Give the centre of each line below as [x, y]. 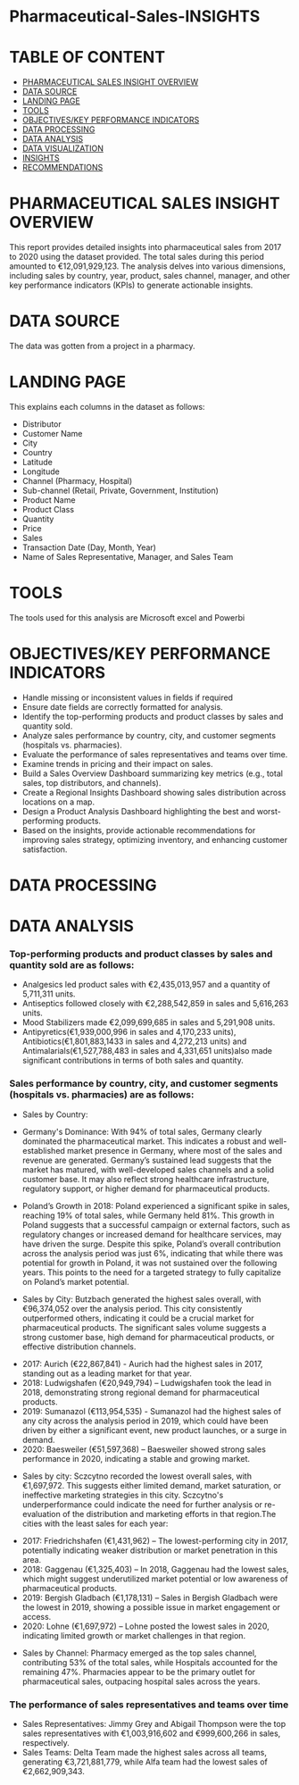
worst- [269, 811]
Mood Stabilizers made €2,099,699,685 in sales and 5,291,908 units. [149, 1022]
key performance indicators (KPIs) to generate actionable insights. [131, 285]
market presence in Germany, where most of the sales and [174, 1150]
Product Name [49, 500]
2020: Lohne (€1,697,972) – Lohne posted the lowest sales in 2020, [145, 1626]
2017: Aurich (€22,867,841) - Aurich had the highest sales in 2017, [142, 1364]
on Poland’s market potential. [75, 1281]
